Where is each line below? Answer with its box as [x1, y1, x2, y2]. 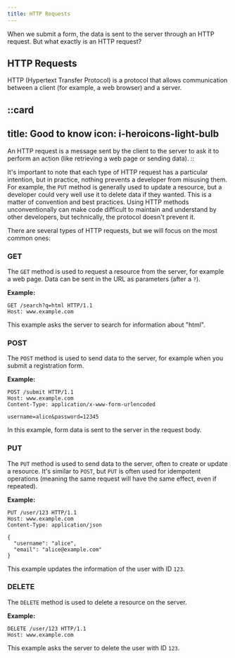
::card [7, 103, 34, 116]
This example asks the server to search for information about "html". [7, 320, 205, 329]
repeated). [7, 481, 38, 490]
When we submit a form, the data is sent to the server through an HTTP [7, 30, 215, 38]
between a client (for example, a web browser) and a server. [7, 84, 182, 92]
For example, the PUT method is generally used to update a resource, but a [7, 182, 222, 191]
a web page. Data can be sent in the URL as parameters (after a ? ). [7, 274, 201, 283]
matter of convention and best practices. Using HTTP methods [7, 198, 189, 206]
